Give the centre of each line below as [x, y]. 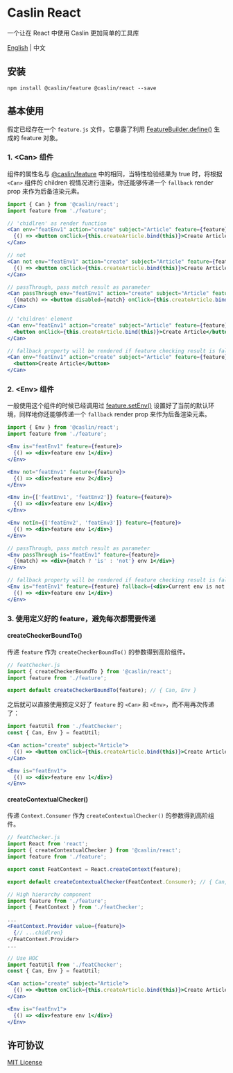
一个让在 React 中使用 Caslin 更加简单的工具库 [73, 33]
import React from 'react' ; [48, 844]
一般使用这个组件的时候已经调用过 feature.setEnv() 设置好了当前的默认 [108, 406]
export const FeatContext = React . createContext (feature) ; [94, 869]
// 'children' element [40, 319]
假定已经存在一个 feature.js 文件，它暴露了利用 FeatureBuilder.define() [110, 129]
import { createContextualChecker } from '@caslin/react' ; [94, 851]
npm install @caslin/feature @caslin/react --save [82, 88]
